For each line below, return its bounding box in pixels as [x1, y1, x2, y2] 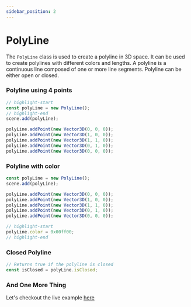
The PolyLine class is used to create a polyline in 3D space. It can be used [6, 53, 185, 60]
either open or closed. [6, 71, 60, 79]
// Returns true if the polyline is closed [6, 261, 114, 268]
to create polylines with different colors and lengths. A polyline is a [6, 59, 166, 66]
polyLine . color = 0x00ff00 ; [6, 229, 75, 235]
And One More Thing [6, 281, 67, 289]
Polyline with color [6, 162, 60, 170]
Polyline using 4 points [6, 86, 72, 94]
